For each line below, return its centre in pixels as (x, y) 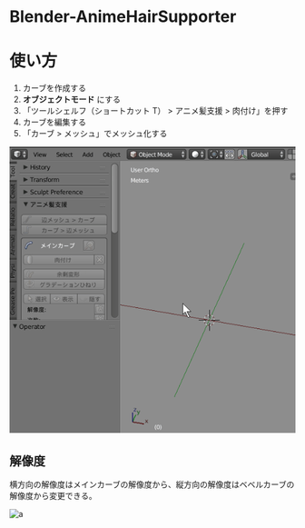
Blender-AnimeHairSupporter (123, 17)
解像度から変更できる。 (53, 495)
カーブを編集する (54, 122)
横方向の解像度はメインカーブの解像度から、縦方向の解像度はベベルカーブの (152, 484)
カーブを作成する (54, 88)
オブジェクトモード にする (71, 100)
